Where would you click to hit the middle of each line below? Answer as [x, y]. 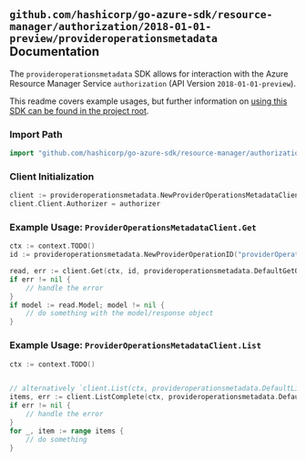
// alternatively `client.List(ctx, [79, 389]
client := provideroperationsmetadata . [85, 196]
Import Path [36, 134]
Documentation [55, 51]
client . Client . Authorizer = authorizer [85, 204]
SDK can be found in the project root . [79, 110]
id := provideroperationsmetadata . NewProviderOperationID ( [124, 255]
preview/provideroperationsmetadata [114, 39]
